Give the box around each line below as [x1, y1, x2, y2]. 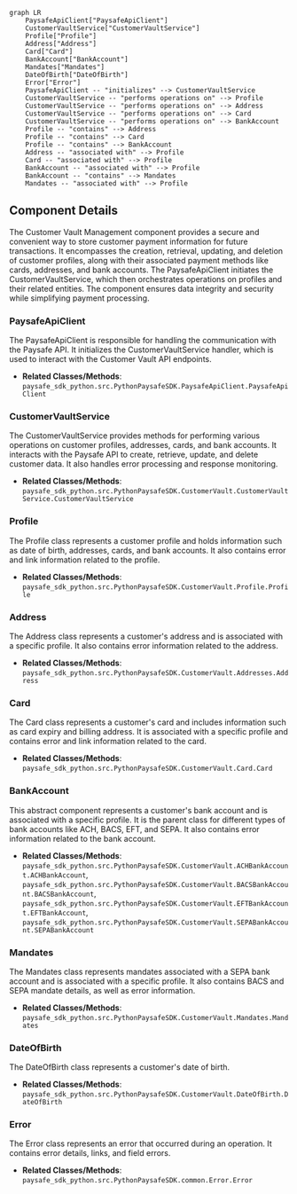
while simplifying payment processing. [9, 293, 150, 303]
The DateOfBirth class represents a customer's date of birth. [9, 1062, 231, 1072]
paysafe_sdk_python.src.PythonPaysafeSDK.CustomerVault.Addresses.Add [21, 669, 289, 678]
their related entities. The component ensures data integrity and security [9, 283, 275, 294]
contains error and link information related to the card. [9, 736, 207, 747]
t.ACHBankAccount [21, 870, 87, 880]
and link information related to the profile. [9, 554, 160, 565]
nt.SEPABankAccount [21, 925, 95, 935]
